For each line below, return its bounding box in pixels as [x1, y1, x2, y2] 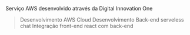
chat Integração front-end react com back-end [19, 23, 134, 29]
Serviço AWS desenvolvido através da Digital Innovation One [5, 5, 153, 12]
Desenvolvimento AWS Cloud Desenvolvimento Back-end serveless [19, 16, 184, 23]
